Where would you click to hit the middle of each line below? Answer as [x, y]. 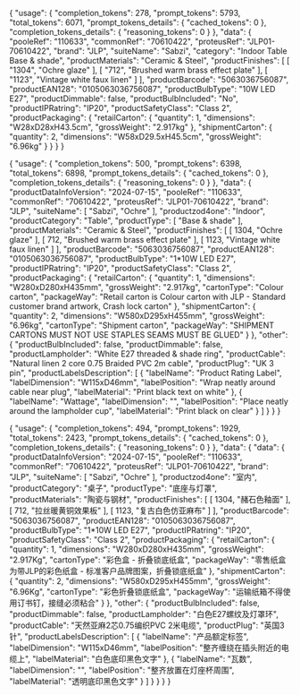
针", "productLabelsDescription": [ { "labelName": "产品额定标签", [129, 636]
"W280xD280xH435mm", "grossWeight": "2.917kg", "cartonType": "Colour [146, 287]
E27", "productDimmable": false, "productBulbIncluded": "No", [124, 99]
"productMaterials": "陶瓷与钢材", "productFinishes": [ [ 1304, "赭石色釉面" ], [150, 499]
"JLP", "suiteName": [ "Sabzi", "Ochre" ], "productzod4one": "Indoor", [137, 211]
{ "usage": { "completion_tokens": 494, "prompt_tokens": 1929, [125, 428]
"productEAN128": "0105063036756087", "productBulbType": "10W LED [142, 89]
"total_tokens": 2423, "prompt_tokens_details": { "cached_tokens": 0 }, [139, 438]
